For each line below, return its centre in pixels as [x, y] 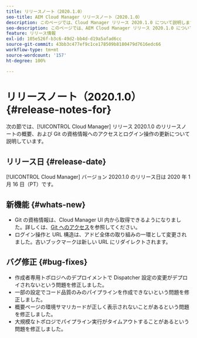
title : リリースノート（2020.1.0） [45, 11]
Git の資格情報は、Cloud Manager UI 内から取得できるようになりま [95, 220]
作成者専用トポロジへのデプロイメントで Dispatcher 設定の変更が [94, 277]
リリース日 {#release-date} [56, 161]
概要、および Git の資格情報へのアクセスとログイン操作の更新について [106, 134]
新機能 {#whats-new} [46, 204]
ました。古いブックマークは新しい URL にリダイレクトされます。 [93, 242]
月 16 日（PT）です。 [31, 184]
